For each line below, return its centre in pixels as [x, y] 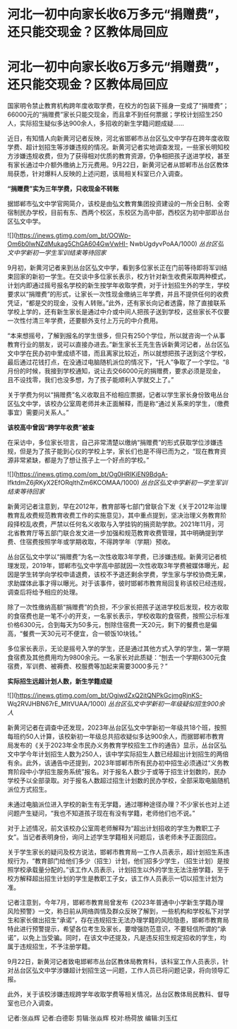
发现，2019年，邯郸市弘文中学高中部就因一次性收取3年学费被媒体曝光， [118, 566]
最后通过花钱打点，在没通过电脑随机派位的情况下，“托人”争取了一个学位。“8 [119, 362]
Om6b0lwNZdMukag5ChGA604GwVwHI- [68, 244]
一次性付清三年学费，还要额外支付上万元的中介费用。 [85, 321]
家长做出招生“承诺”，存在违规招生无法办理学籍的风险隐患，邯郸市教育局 [124, 920]
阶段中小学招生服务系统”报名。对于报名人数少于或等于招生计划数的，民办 [120, 772]
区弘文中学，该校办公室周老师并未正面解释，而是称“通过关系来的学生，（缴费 [119, 404]
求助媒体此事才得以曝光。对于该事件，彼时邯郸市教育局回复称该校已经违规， [119, 583]
